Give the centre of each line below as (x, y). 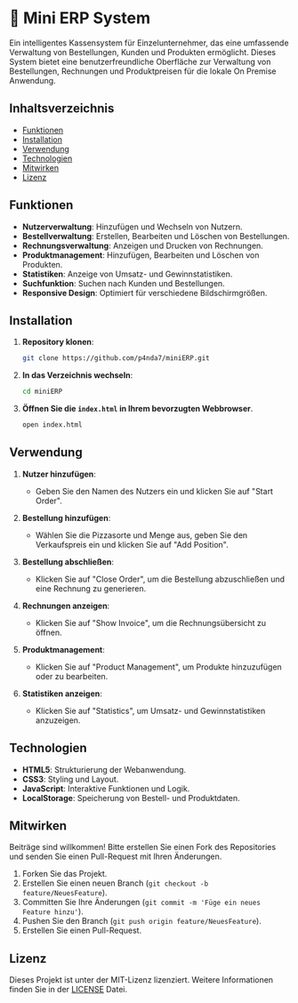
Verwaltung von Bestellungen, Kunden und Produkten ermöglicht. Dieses (143, 52)
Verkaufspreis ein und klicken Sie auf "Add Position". (132, 544)
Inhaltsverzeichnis (62, 109)
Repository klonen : (58, 342)
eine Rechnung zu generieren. (91, 588)
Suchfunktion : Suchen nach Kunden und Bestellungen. (123, 283)
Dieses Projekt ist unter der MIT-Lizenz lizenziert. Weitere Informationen (141, 980)
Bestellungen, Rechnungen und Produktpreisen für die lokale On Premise (143, 71)
